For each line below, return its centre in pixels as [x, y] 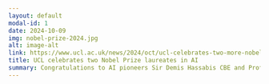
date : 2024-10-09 [37, 30]
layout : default [35, 16]
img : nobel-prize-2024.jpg [53, 38]
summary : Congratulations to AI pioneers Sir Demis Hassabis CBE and [127, 68]
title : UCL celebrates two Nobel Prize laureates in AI [103, 61]
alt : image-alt [34, 46]
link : [17, 53]
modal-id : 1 [28, 23]
